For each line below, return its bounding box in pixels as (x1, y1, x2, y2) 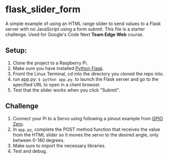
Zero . (12, 121, 25, 127)
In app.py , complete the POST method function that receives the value (12, 126, 160, 132)
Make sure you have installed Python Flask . (12, 65, 104, 71)
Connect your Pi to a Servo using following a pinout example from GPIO (12, 115, 163, 121)
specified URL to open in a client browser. (12, 81, 101, 87)
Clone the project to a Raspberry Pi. (12, 60, 88, 66)
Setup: (5, 46, 27, 55)
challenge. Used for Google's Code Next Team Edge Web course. (5, 31, 144, 37)
